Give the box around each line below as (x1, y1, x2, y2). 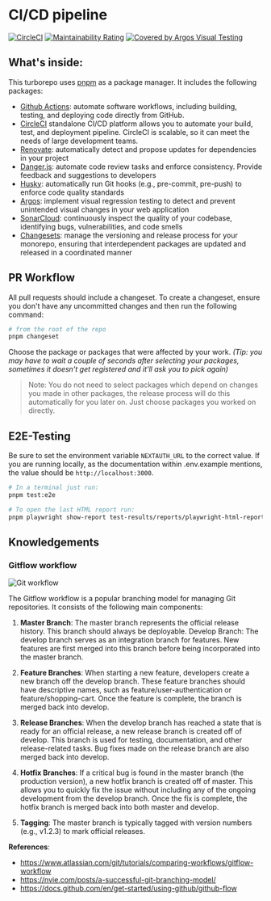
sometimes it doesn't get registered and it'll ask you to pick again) (8, 364, 228, 374)
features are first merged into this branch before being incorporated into (19, 644, 261, 654)
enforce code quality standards (19, 187, 125, 197)
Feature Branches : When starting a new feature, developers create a (19, 668, 250, 678)
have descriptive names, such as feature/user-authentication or (19, 685, 232, 695)
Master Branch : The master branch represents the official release (19, 618, 240, 628)
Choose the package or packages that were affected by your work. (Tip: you (8, 347, 263, 357)
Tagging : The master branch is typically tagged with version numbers (19, 818, 252, 827)
